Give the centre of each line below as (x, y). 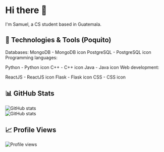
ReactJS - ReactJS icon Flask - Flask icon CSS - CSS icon (66, 77)
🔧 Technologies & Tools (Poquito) (58, 40)
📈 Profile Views (31, 130)
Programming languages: (32, 57)
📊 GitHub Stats (30, 93)
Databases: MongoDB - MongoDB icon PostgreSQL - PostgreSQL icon (78, 52)
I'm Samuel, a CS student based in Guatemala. (53, 24)
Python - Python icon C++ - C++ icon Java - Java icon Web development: (82, 67)
